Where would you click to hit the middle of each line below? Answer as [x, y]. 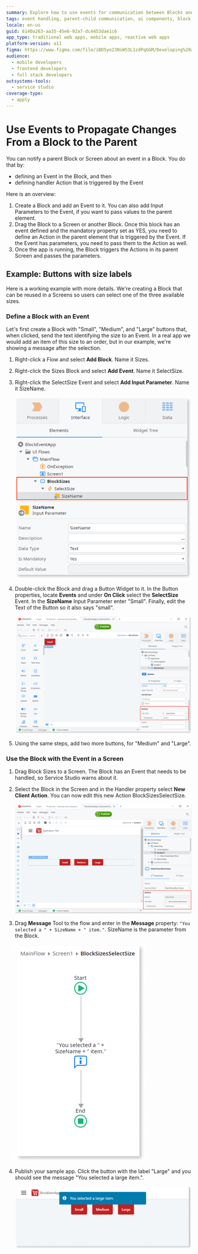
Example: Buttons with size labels [69, 274]
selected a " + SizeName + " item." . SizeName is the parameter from [100, 930]
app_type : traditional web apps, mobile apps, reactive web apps [88, 38]
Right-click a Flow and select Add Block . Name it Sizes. [82, 359]
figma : [14, 50]
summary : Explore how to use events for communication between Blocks [95, 12]
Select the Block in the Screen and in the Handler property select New [100, 789]
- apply [21, 100]
